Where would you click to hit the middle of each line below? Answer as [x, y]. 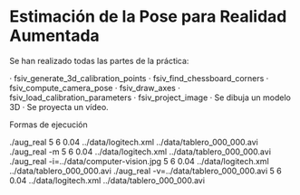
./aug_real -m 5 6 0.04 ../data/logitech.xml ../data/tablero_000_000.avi [140, 152]
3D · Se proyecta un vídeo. [59, 107]
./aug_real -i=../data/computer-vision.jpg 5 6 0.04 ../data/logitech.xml [139, 161]
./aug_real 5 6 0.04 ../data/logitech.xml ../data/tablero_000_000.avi [134, 142]
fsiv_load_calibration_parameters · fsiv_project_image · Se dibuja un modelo [150, 97]
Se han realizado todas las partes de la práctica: [99, 60]
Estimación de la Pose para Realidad [148, 17]
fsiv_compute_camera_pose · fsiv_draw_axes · [95, 88]
